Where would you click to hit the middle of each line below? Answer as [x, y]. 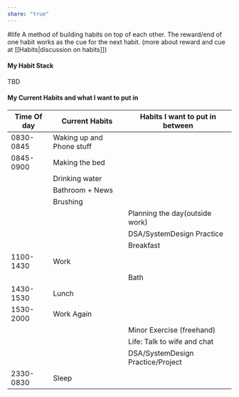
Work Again [73, 314]
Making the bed [79, 163]
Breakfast [144, 245]
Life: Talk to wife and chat [171, 341]
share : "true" [28, 14]
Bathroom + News [83, 190]
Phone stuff [73, 147]
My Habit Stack [31, 66]
